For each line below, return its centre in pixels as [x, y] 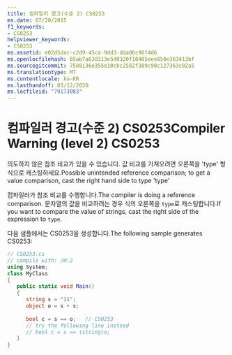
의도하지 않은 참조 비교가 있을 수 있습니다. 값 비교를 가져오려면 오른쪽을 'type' [113, 164]
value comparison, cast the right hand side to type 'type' [88, 181]
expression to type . [35, 219]
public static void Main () [56, 287]
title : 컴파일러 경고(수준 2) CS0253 [56, 14]
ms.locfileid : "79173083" [45, 92]
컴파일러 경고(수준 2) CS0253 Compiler [116, 128]
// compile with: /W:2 [40, 260]
